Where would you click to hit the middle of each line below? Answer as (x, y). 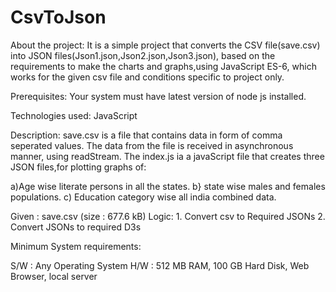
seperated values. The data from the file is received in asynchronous (152, 145)
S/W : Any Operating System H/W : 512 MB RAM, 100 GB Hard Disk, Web (160, 265)
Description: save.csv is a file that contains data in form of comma (146, 135)
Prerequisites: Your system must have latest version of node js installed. (158, 96)
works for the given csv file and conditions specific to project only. (147, 77)
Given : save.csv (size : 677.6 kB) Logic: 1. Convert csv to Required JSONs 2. (168, 216)
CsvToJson (58, 17)
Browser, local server (54, 276)
